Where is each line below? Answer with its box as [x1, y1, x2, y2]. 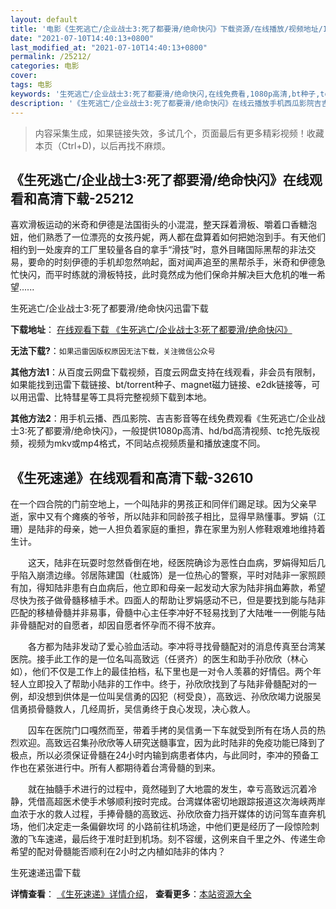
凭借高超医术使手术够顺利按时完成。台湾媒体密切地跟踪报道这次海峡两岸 [27, 796, 326, 808]
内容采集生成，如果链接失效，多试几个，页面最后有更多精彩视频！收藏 [34, 127, 325, 139]
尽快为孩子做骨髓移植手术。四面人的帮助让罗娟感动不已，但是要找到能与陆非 [10, 594, 326, 606]
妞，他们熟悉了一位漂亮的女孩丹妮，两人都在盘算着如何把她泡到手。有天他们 [10, 231, 326, 243]
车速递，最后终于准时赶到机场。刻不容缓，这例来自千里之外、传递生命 [36, 833, 326, 845]
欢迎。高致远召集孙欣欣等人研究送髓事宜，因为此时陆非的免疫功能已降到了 [18, 737, 326, 749]
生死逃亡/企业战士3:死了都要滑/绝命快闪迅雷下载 [10, 302, 209, 315]
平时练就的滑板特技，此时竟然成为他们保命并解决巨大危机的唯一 [53, 269, 317, 281]
